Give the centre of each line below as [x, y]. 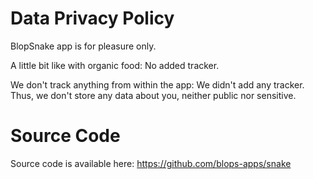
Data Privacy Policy [92, 18]
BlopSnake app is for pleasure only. [83, 46]
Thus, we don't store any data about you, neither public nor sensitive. [153, 95]
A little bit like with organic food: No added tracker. [115, 65]
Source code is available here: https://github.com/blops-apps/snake [151, 163]
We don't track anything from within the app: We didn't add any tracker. [157, 84]
